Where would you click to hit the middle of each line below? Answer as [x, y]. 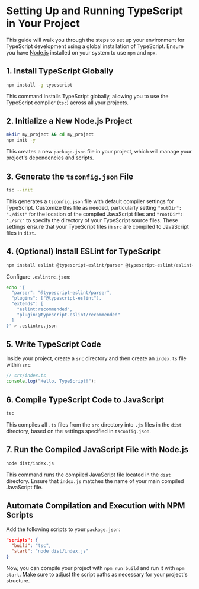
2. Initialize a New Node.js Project [69, 121]
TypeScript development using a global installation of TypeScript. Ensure [95, 46]
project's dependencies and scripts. [50, 158]
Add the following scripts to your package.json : [63, 529]
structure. [18, 580]
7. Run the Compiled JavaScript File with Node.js [97, 449]
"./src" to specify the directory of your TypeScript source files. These [92, 220]
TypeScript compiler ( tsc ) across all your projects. [68, 103]
